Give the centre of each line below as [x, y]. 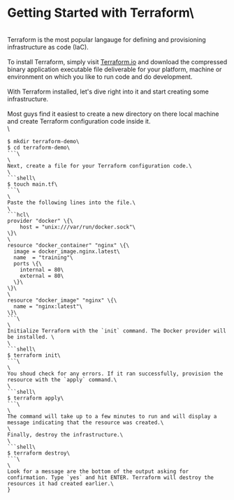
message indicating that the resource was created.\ [86, 422]
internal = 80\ [42, 270]
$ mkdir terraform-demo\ [43, 141]
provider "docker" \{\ [40, 221]
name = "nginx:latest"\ [48, 306]
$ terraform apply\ [36, 398]
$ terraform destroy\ [39, 453]
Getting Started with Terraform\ [101, 13]
